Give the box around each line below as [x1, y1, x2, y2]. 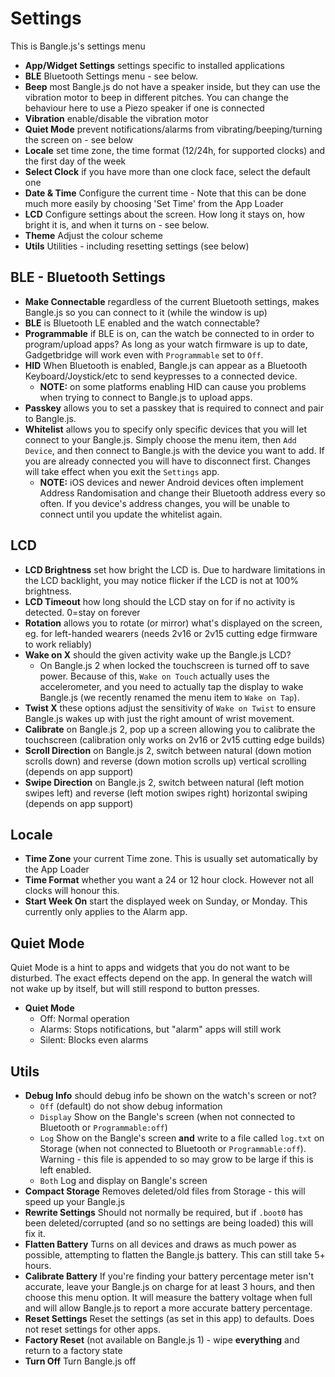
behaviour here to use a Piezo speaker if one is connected [24, 102, 265, 114]
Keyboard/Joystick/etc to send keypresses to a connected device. [24, 370, 298, 382]
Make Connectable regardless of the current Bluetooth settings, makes [24, 295, 320, 307]
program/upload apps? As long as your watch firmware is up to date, [24, 338, 308, 350]
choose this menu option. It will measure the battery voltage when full [24, 1292, 313, 1303]
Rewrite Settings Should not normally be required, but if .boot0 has [24, 1207, 303, 1218]
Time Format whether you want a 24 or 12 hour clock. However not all [24, 874, 314, 886]
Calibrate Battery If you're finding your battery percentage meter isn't [24, 1270, 315, 1282]
